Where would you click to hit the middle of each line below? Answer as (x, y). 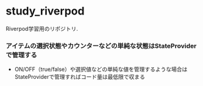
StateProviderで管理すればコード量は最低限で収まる (80, 77)
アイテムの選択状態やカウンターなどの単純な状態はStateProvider (101, 45)
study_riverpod (45, 11)
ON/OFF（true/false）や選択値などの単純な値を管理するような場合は (101, 69)
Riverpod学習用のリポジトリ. (42, 28)
